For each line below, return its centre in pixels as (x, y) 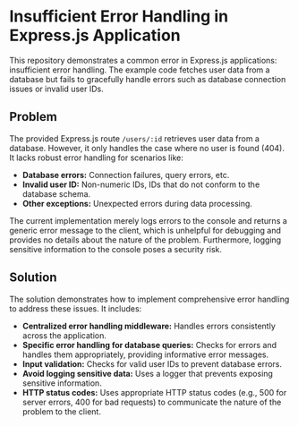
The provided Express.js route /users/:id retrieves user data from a (134, 138)
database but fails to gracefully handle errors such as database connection (148, 79)
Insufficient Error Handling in (119, 17)
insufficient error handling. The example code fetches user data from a (140, 70)
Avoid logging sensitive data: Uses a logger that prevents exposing (147, 373)
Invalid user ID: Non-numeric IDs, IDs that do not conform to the (141, 184)
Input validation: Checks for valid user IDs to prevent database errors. (152, 363)
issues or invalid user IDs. (57, 89)
